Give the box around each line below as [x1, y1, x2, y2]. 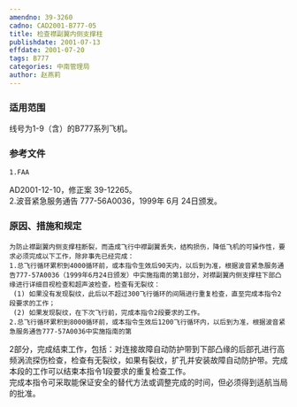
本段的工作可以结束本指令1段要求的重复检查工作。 [9, 365, 191, 376]
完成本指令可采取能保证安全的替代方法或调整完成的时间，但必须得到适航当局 [9, 377, 288, 388]
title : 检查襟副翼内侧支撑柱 [9, 29, 103, 38]
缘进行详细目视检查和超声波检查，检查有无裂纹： [9, 280, 161, 288]
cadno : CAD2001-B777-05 [9, 21, 97, 30]
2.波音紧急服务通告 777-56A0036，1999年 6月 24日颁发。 [9, 196, 223, 206]
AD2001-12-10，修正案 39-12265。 [9, 185, 137, 196]
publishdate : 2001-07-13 [9, 37, 101, 47]
